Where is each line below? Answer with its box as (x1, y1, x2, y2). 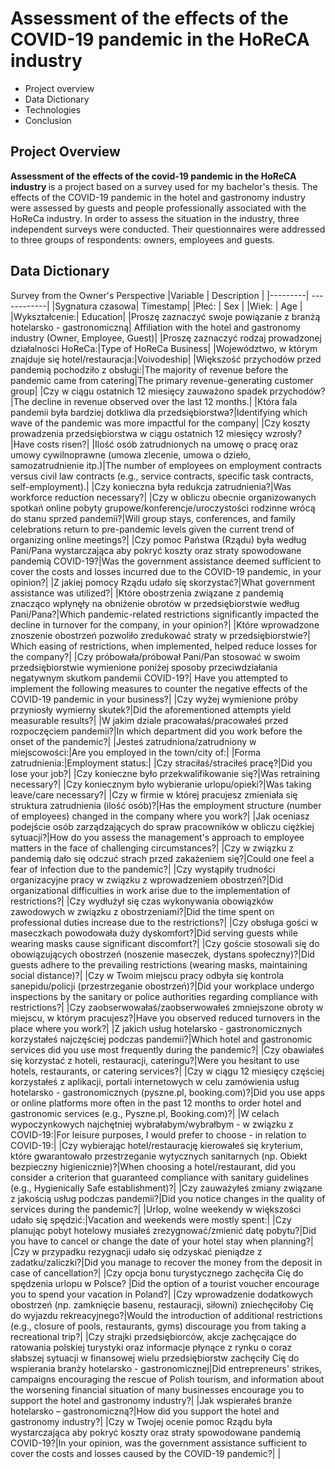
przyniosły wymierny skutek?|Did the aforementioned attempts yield (10, 703, 292, 716)
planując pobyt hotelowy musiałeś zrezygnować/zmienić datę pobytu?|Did (10, 1224, 317, 1236)
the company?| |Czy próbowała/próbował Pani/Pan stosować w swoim (10, 650, 301, 662)
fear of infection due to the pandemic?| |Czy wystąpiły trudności (10, 863, 276, 875)
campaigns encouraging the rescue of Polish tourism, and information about (10, 1373, 325, 1385)
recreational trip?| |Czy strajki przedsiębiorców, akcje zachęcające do (10, 1330, 297, 1342)
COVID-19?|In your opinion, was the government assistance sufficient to (10, 1437, 308, 1449)
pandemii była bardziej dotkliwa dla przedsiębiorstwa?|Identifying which (10, 406, 308, 418)
